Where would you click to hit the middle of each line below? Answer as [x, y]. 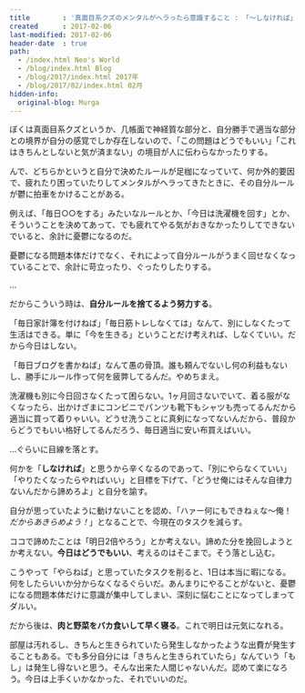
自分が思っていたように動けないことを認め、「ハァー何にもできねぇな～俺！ [151, 511]
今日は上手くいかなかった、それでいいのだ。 [109, 679]
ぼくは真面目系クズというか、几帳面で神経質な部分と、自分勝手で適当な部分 [152, 129]
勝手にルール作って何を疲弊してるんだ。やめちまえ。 [125, 377]
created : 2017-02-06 [61, 26]
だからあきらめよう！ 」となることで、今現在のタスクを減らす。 [128, 522]
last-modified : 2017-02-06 [61, 35]
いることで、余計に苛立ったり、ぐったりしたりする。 [117, 267]
